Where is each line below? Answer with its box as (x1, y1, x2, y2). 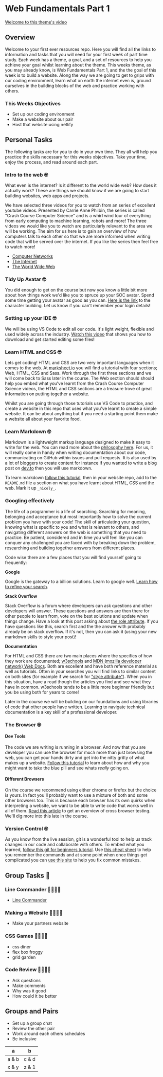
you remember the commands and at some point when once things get (5, 852, 147, 858)
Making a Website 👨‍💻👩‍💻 (5, 909, 63, 916)
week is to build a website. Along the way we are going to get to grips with (5, 72, 154, 78)
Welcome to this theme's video (5, 19, 67, 25)
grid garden (12, 954, 36, 960)
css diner (12, 943, 31, 949)
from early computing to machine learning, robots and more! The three (5, 218, 147, 224)
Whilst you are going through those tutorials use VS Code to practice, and (5, 401, 153, 406)
